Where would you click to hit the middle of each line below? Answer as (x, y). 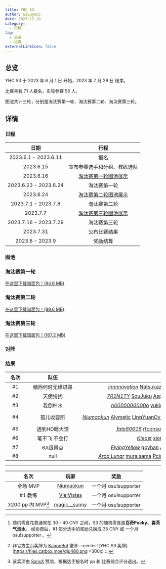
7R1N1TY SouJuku (129, 396)
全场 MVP (28, 486)
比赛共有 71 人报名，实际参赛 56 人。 (43, 91)
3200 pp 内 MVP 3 (28, 504)
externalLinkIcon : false (31, 47)
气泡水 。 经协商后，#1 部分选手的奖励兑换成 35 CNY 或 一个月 (75, 529)
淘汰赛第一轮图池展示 (103, 176)
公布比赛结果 (103, 232)
